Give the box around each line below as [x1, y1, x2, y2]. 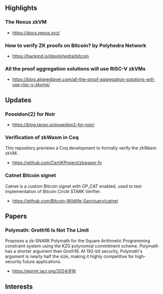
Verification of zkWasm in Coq [5, 134, 79, 141]
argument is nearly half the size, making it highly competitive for [5, 253, 134, 259]
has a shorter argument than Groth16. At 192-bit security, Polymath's [5, 248, 143, 254]
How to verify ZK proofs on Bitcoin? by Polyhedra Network [5, 42, 146, 49]
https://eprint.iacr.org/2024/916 [12, 268, 76, 274]
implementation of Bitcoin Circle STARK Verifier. [5, 188, 102, 194]
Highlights [5, 4, 38, 12]
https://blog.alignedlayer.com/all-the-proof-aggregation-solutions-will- [12, 76, 155, 82]
